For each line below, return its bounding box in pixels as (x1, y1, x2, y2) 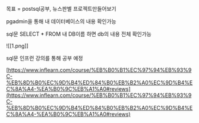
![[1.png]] (6, 42, 29, 49)
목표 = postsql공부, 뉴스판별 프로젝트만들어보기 (6, 5, 117, 12)
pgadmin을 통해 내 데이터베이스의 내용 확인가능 (6, 18, 117, 25)
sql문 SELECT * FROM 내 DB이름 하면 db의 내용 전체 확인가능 (6, 30, 151, 37)
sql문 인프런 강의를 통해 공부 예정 (6, 55, 83, 61)
